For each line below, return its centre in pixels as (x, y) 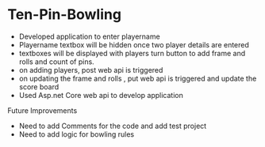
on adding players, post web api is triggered (91, 70)
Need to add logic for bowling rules (77, 134)
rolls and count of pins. (56, 62)
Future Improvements (42, 110)
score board (39, 87)
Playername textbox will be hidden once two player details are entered (134, 44)
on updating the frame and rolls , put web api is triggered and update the (138, 78)
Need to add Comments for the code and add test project (113, 126)
